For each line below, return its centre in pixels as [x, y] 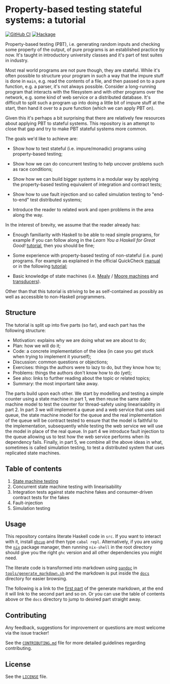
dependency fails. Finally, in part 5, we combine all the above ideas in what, [84, 442]
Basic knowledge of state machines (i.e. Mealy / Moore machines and [85, 276]
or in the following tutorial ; [40, 266]
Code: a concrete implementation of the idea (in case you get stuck [83, 351]
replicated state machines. [33, 453]
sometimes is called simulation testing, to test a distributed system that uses [85, 447]
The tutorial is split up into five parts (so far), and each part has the [75, 325]
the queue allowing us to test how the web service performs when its [77, 437]
